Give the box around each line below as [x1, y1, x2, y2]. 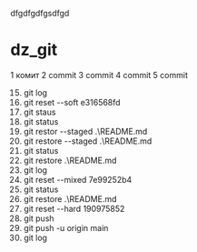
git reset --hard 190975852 [23, 203, 125, 214]
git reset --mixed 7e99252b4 [23, 174, 133, 185]
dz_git [10, 40, 58, 60]
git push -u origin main [23, 222, 109, 233]
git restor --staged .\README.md [23, 126, 148, 136]
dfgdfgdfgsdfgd [10, 8, 70, 18]
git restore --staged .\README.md [23, 136, 153, 146]
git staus [23, 106, 56, 117]
